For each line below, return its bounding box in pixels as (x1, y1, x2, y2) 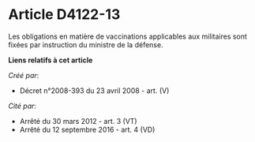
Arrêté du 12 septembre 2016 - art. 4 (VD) (19, 125, 156, 134)
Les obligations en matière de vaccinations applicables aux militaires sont (8, 32, 247, 41)
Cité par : (8, 101, 37, 110)
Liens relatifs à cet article (8, 55, 93, 65)
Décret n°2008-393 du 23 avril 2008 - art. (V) (19, 85, 170, 95)
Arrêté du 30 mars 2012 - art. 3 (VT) (19, 116, 137, 125)
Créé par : (8, 70, 39, 80)
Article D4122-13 (8, 6, 121, 24)
